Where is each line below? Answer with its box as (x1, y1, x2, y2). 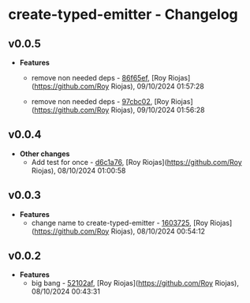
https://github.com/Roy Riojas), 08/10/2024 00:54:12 (34, 226, 205, 236)
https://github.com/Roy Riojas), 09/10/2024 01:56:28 (34, 105, 205, 114)
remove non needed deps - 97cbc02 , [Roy (31, 97, 170, 106)
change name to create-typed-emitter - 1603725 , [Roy (31, 218, 209, 227)
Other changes (19, 148, 70, 159)
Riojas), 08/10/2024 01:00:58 (31, 166, 126, 175)
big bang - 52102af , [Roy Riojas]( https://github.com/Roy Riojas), (31, 279, 239, 288)
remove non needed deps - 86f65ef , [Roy (31, 73, 167, 82)
